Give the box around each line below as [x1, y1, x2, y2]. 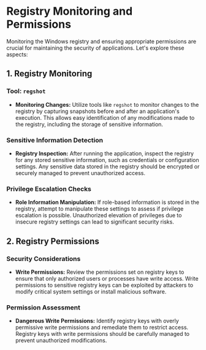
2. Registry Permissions [6, 236, 99, 246]
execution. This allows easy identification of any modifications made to [15, 114, 195, 121]
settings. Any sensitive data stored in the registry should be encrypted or [15, 163, 200, 170]
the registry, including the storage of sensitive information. [15, 120, 164, 128]
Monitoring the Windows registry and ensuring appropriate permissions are [6, 37, 197, 45]
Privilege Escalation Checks [6, 184, 92, 193]
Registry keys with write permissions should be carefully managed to [15, 330, 190, 338]
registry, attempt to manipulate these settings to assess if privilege [15, 205, 184, 212]
